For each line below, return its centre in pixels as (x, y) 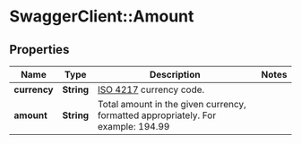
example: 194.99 (133, 127)
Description (175, 75)
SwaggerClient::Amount (102, 17)
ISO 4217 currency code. (151, 89)
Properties (39, 50)
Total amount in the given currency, (172, 104)
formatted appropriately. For (157, 115)
